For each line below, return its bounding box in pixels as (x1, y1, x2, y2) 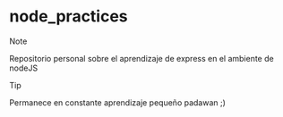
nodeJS (9, 63, 39, 73)
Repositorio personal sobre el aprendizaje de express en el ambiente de (9, 53, 275, 63)
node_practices (9, 6, 128, 27)
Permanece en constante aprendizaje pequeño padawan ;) (9, 96, 227, 108)
